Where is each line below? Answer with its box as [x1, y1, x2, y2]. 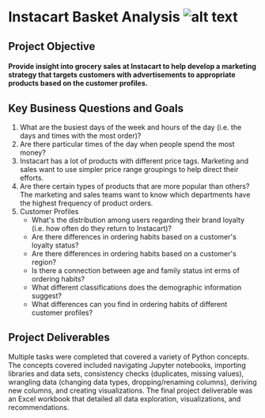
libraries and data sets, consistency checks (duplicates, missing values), [8, 369, 244, 378]
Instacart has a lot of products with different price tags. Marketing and [19, 155, 249, 166]
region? [31, 257, 57, 267]
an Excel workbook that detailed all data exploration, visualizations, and [8, 393, 241, 404]
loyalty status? [31, 240, 79, 250]
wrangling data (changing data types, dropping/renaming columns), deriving [8, 377, 257, 386]
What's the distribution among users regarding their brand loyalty [31, 215, 245, 224]
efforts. [19, 173, 44, 182]
